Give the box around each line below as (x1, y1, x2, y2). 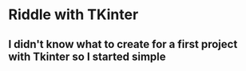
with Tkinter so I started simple (8, 49, 166, 63)
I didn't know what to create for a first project (8, 37, 238, 51)
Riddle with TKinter (8, 6, 139, 24)
